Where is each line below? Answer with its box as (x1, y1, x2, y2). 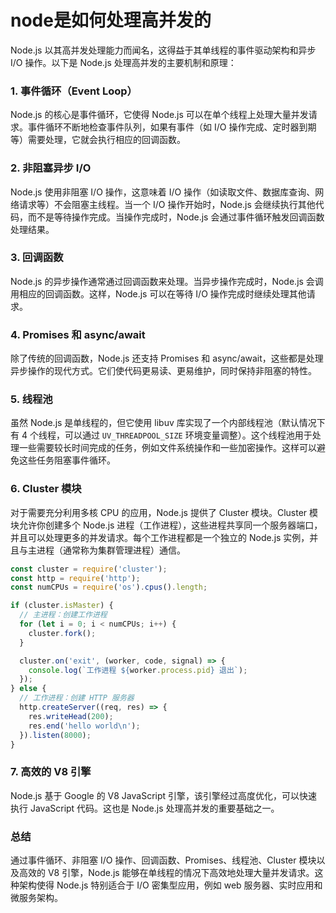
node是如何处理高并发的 (10, 9, 212, 32)
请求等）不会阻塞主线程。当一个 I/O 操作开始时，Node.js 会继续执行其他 (18, 198, 316, 210)
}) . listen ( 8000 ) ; (19, 730, 92, 740)
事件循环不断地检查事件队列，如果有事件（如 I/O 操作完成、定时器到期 (27, 121, 317, 133)
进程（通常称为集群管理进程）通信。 (36, 544, 186, 556)
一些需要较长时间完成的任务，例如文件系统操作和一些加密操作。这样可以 (18, 442, 317, 454)
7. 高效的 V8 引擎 (10, 765, 92, 779)
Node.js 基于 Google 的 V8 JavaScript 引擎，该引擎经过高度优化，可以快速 (10, 789, 318, 801)
